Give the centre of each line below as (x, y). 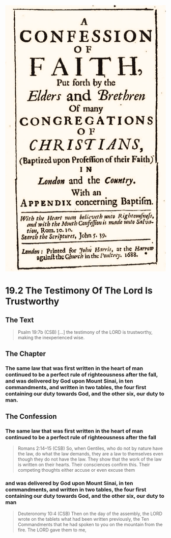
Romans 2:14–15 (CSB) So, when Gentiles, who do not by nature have (90, 448)
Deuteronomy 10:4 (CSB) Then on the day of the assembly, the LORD (90, 514)
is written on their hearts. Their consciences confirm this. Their (84, 465)
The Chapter (26, 354)
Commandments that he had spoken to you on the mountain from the (90, 524)
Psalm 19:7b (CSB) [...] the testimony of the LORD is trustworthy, (85, 332)
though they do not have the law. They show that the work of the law (90, 459)
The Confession (31, 416)
